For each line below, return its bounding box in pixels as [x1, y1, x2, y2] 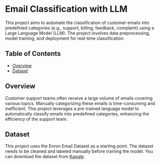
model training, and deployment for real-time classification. [5, 35, 125, 41]
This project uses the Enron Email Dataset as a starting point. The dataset [5, 143, 154, 149]
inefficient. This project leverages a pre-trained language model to [5, 106, 139, 111]
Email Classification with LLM [5, 3, 128, 15]
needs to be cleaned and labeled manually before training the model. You [5, 148, 153, 154]
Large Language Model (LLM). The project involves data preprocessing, [5, 30, 151, 36]
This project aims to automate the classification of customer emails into [5, 20, 150, 26]
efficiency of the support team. [5, 116, 68, 122]
